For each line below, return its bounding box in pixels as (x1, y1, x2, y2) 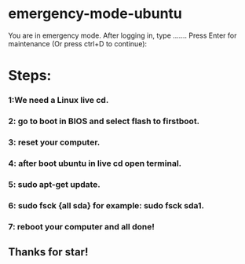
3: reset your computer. (8, 137, 101, 148)
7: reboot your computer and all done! (8, 221, 155, 232)
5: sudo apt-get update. (8, 178, 101, 189)
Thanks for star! (8, 245, 89, 258)
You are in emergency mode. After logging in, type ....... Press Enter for (8, 31, 237, 40)
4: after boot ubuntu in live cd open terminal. (8, 158, 182, 169)
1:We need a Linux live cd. (8, 95, 109, 106)
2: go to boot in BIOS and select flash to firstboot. (8, 115, 200, 126)
